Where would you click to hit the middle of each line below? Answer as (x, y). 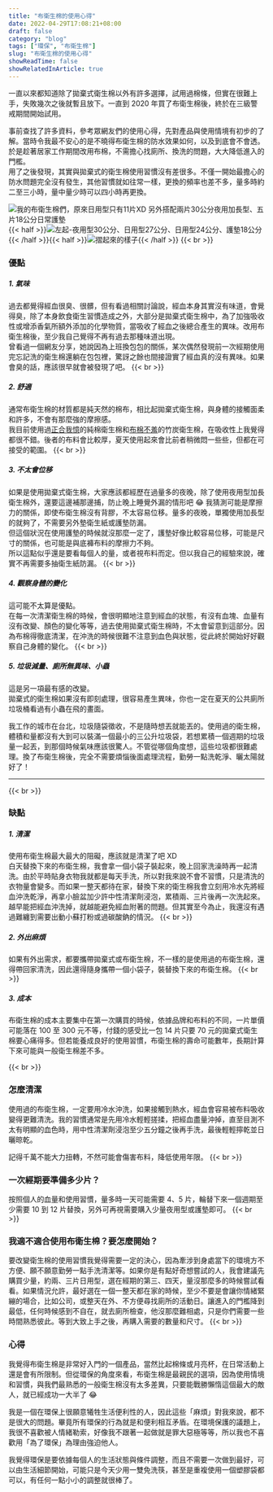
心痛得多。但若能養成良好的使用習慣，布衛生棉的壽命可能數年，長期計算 (143, 1041)
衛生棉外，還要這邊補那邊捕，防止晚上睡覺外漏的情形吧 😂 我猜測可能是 (129, 502)
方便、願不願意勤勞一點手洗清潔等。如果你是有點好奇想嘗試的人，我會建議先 (136, 1271)
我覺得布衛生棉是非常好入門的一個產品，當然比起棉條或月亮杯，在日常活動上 (136, 1363)
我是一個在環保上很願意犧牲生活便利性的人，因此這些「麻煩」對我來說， (129, 1411)
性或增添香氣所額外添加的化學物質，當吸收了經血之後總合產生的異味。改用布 (136, 326)
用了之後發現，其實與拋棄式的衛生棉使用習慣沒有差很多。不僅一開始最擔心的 (136, 171)
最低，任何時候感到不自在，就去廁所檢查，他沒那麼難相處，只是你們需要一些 (136, 1311)
